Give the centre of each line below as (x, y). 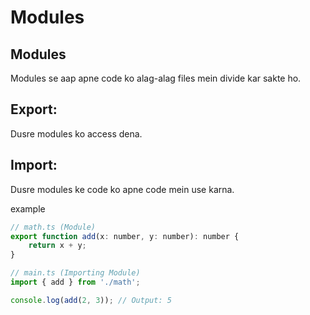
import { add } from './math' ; (75, 282)
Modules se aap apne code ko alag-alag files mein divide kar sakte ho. (156, 78)
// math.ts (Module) (53, 227)
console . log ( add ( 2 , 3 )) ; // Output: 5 (91, 300)
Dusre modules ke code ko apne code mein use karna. (122, 189)
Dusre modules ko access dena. (76, 133)
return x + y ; (57, 246)
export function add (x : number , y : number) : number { (125, 236)
